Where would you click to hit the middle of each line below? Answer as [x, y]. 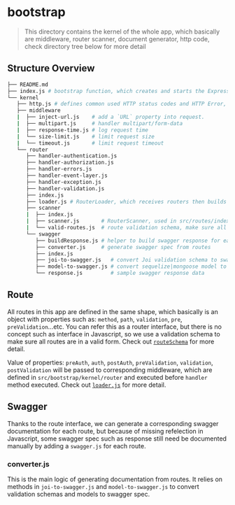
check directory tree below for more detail [85, 46]
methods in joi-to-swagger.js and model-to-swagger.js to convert [103, 486]
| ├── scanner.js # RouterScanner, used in [101, 221]
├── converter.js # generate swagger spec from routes [123, 247]
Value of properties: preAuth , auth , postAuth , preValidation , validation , [110, 362]
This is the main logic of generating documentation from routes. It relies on [115, 479]
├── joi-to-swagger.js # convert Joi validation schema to [126, 260]
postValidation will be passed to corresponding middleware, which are [110, 370]
